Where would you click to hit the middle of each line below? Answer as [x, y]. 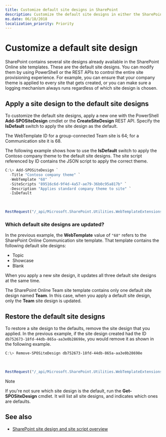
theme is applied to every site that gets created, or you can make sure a [78, 83]
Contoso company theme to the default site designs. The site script [74, 156]
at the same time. [23, 281]
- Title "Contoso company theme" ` [45, 175]
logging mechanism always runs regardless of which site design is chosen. [81, 88]
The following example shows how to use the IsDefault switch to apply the [81, 151]
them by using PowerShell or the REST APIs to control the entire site [74, 72]
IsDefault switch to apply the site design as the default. [62, 126]
